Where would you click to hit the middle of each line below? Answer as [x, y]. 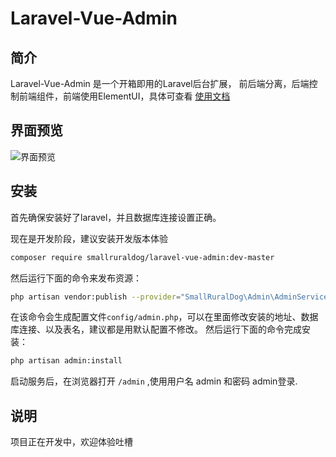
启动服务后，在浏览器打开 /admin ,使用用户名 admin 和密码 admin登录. [154, 381]
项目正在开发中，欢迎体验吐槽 [71, 442]
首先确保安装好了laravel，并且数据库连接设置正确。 [116, 217]
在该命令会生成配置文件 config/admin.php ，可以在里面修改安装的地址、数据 [164, 317]
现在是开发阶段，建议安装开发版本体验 [89, 238]
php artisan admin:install [66, 361]
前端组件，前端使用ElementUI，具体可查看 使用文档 [124, 96]
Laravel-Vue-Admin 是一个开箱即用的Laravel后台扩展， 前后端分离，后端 [160, 83]
